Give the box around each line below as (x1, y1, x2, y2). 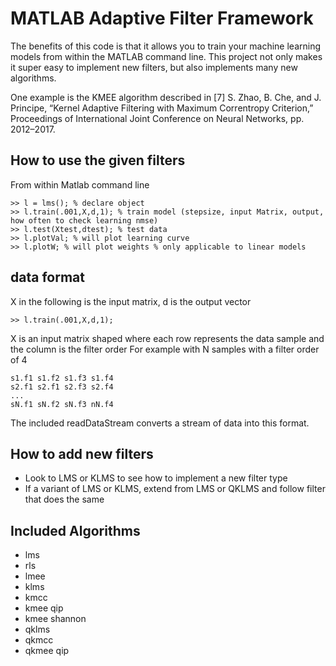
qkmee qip (24, 645, 70, 657)
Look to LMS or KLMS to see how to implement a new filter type (24, 472, 288, 484)
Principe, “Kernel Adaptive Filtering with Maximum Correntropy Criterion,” (10, 102, 314, 114)
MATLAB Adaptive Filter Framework (10, 7, 314, 30)
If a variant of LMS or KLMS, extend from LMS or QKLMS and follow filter (24, 483, 326, 495)
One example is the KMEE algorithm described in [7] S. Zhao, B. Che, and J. (10, 91, 322, 103)
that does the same (24, 493, 105, 506)
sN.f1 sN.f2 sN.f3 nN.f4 (10, 399, 114, 409)
